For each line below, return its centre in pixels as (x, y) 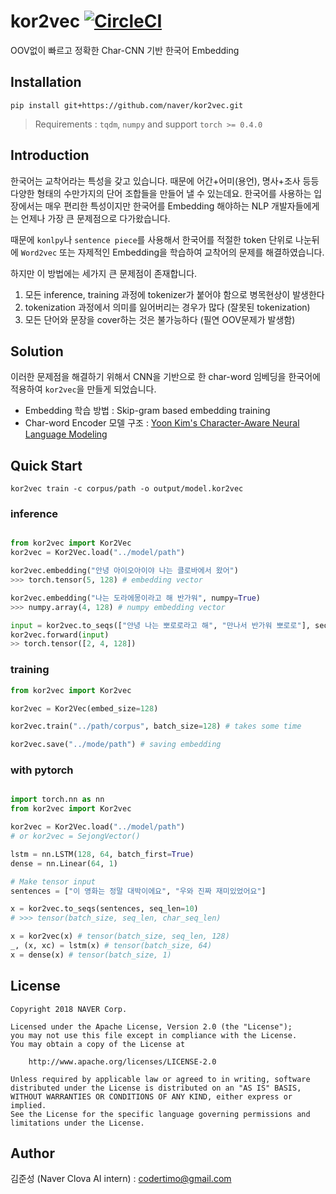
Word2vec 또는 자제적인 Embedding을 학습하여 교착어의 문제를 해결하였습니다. (172, 252)
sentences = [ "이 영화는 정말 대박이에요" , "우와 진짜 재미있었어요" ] (138, 891)
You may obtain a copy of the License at (98, 1044)
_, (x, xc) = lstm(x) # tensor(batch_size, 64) (111, 946)
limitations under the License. (77, 1123)
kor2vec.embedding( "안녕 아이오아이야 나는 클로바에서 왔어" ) (124, 571)
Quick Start (46, 465)
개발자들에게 (295, 206)
